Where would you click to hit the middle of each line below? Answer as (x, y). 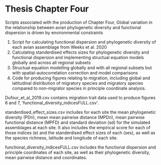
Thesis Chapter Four (47, 9)
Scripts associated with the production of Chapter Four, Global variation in (79, 22)
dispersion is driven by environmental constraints (54, 32)
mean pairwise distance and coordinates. (46, 157)
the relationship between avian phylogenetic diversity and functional (73, 27)
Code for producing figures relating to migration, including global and (81, 78)
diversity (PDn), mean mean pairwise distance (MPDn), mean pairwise (75, 117)
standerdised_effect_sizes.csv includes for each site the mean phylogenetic (80, 112)
